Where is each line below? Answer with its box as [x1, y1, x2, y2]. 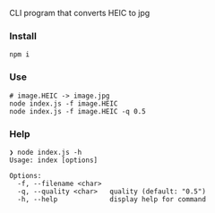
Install [9, 30, 38, 42]
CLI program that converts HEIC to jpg [9, 8, 150, 18]
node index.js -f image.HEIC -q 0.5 [9, 106, 146, 115]
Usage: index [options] [9, 156, 99, 165]
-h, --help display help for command [17, 194, 206, 204]
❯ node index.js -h [9, 148, 82, 157]
